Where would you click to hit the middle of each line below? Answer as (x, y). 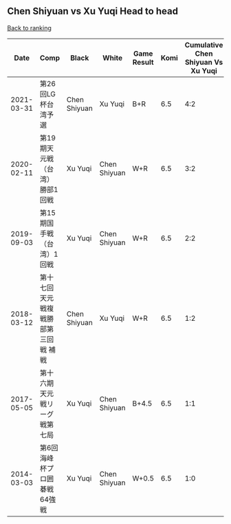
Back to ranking (29, 28)
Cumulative (204, 45)
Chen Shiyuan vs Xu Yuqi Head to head (93, 11)
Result (143, 62)
